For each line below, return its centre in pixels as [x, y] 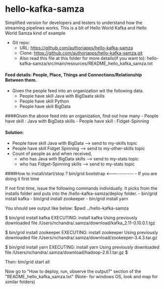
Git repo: [21, 42]
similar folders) [20, 282]
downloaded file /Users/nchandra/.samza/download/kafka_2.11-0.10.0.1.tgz [80, 223]
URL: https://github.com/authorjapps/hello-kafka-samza [76, 48]
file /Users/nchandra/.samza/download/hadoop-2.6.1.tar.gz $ [67, 252]
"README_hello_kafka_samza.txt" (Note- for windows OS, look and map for [82, 277]
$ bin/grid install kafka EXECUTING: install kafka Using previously [71, 218]
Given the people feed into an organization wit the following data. [78, 91]
